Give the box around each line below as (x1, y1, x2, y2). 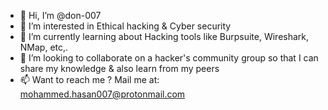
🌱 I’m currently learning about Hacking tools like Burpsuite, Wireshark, (19, 31, 310, 42)
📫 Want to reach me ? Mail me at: (19, 74, 160, 85)
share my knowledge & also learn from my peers (19, 63, 220, 74)
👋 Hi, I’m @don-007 (19, 10, 102, 21)
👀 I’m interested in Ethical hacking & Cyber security (19, 20, 232, 32)
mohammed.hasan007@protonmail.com (19, 88, 186, 100)
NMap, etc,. (19, 41, 69, 53)
